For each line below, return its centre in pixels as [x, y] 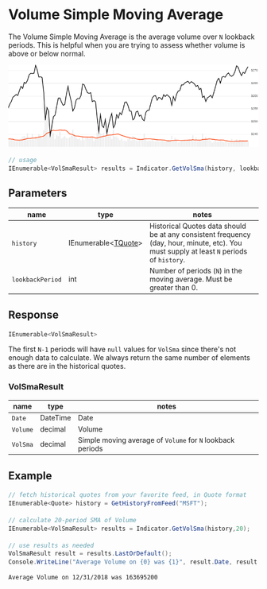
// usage [23, 160]
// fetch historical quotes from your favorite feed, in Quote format [128, 495]
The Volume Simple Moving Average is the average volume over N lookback [132, 37]
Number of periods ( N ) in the [196, 271]
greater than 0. [174, 288]
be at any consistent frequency [200, 234]
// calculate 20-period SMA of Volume [72, 520]
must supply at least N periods [199, 251]
